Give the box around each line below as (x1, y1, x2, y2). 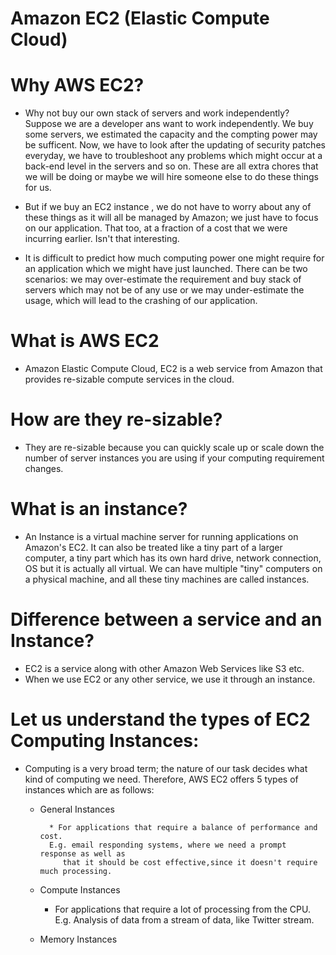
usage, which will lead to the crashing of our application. (24, 295, 258, 307)
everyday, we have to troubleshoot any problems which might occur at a (24, 150, 323, 162)
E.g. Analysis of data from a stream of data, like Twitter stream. (54, 913, 315, 926)
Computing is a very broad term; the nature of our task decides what (24, 762, 308, 774)
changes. (24, 463, 64, 474)
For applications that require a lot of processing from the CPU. (54, 903, 311, 915)
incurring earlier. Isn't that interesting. (24, 233, 180, 245)
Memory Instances (39, 933, 118, 945)
